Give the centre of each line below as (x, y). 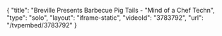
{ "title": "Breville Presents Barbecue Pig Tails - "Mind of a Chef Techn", (111, 10)
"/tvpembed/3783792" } (42, 25)
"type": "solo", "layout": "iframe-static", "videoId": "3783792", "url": (105, 18)
